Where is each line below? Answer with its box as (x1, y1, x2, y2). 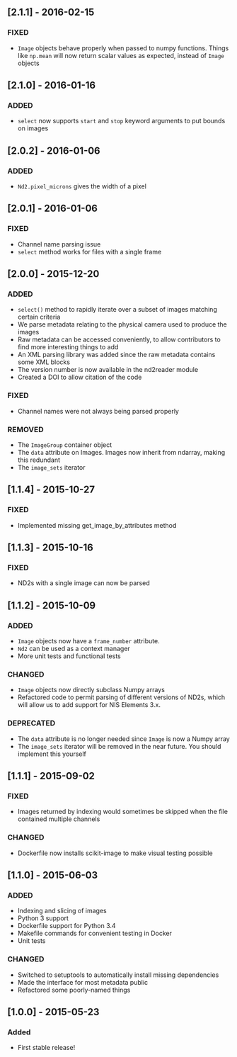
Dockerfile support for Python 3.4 (17, 922, 116, 930)
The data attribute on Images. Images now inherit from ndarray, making (17, 448, 226, 457)
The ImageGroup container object (17, 441, 112, 449)
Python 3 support (17, 914, 69, 922)
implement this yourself (17, 750, 87, 758)
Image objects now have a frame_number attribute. (17, 637, 161, 645)
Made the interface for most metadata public (17, 978, 149, 986)
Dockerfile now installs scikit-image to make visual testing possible (17, 849, 214, 857)
